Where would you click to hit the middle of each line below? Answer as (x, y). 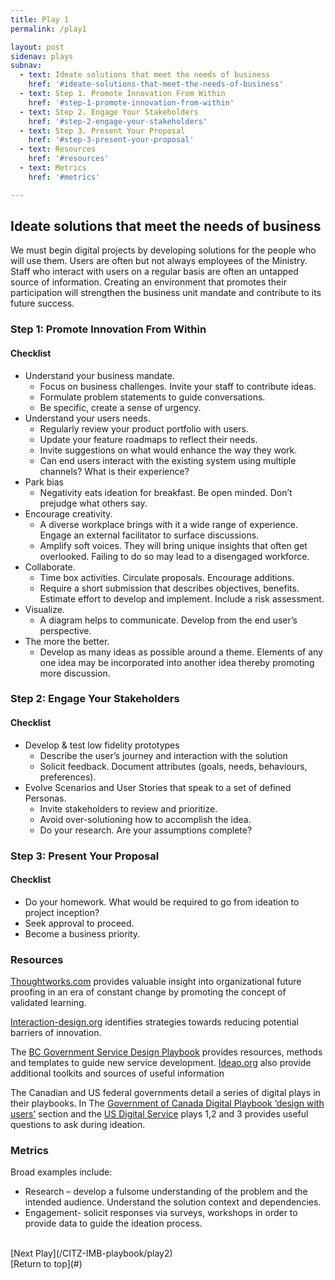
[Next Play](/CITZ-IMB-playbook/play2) (91, 1253)
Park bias (44, 482)
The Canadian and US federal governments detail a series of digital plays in (165, 1093)
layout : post (37, 47)
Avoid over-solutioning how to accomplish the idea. (145, 819)
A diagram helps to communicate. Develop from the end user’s (168, 620)
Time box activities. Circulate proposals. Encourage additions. (167, 577)
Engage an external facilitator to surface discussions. (149, 535)
